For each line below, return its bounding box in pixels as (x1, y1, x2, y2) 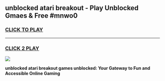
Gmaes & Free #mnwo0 (5, 12, 78, 20)
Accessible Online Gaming (5, 70, 60, 76)
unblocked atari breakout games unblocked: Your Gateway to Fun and (5, 65, 151, 71)
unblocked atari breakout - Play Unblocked (5, 4, 139, 12)
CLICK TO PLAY (5, 27, 43, 33)
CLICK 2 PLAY (5, 45, 39, 52)
